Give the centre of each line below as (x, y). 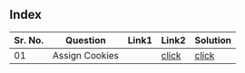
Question (85, 40)
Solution (213, 40)
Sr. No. (29, 40)
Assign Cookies (86, 55)
